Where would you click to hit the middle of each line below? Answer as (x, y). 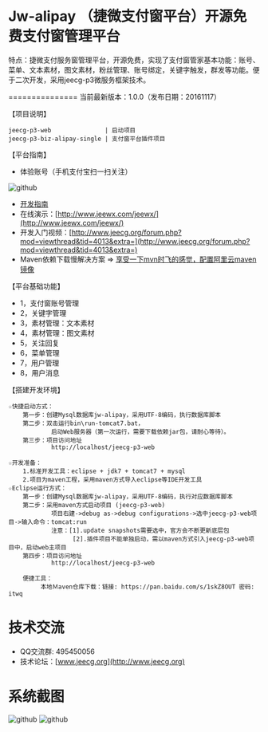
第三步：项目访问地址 (52, 440)
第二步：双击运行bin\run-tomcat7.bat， (83, 423)
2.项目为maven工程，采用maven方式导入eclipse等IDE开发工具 (112, 479)
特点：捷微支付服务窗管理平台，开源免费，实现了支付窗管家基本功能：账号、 (134, 60)
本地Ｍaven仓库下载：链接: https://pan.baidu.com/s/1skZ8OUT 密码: (148, 587)
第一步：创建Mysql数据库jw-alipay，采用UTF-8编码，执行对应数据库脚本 (128, 496)
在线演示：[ (39, 214)
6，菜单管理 (39, 352)
